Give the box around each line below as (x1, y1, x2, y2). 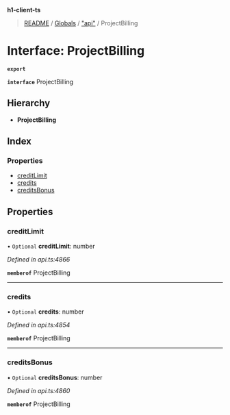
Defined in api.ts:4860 (7, 386, 71, 394)
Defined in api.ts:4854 (7, 321, 71, 329)
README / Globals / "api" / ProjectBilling (23, 19, 138, 27)
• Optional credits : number (7, 307, 84, 316)
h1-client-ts (7, 6, 41, 14)
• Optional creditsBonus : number (7, 373, 103, 381)
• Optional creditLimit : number (7, 242, 95, 251)
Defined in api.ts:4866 (7, 255, 71, 264)
